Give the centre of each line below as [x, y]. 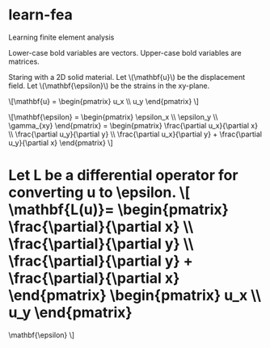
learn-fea [40, 15]
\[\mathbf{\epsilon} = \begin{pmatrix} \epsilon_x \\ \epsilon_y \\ [113, 117]
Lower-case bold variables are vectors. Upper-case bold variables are [125, 52]
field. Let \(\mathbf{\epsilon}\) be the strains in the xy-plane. [109, 86]
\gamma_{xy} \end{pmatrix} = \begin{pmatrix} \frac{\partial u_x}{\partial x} [133, 125]
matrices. [24, 61]
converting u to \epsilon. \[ [99, 193]
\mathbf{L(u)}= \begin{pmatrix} [118, 210]
